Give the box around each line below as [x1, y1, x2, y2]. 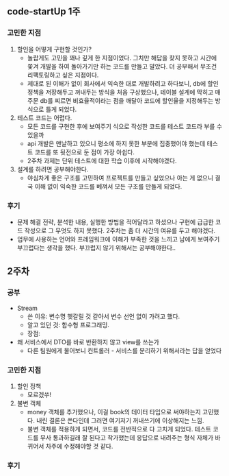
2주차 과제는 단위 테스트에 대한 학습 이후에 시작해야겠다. [27, 156, 177, 165]
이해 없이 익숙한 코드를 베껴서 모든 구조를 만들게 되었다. [34, 182, 183, 190]
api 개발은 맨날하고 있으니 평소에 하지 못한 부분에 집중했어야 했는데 [27, 139, 206, 147]
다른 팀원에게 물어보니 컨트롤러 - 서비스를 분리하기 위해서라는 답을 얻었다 [27, 346, 222, 355]
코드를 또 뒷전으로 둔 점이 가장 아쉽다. [34, 147, 135, 156]
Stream [16, 304, 38, 312]
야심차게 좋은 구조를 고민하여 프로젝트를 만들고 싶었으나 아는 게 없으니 [27, 174, 214, 182]
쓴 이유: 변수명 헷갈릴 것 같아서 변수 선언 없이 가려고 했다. [27, 312, 180, 320]
